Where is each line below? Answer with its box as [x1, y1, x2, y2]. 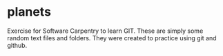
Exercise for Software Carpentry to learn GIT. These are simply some [7, 27, 204, 35]
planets [7, 4, 52, 20]
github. [7, 41, 28, 49]
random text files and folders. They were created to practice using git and [7, 33, 217, 42]
